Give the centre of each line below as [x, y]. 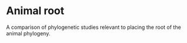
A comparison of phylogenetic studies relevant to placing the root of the [93, 27]
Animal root [35, 11]
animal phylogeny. [28, 33]
